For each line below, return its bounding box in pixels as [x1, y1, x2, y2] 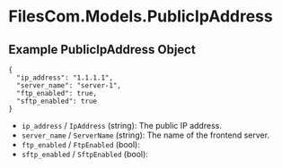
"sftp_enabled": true [16, 97, 98, 105]
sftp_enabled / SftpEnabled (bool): [21, 149, 149, 159]
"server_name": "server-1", [16, 81, 122, 90]
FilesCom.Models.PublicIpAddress [8, 6, 273, 27]
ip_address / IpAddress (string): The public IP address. [21, 121, 222, 130]
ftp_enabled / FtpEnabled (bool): [21, 139, 140, 149]
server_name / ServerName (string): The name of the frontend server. [21, 130, 270, 140]
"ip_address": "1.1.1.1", [16, 73, 114, 82]
